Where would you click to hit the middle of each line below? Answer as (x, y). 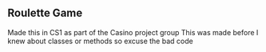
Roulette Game (45, 13)
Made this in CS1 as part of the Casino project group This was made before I (133, 32)
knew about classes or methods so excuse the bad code (100, 41)
